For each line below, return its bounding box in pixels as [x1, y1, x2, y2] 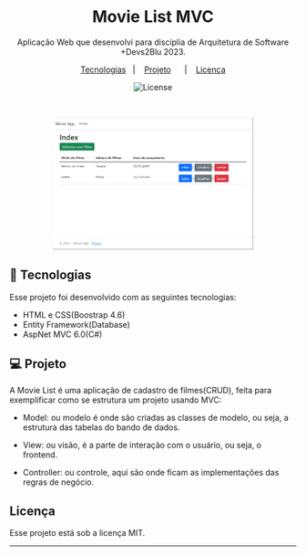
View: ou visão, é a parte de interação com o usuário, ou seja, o [22, 440, 262, 451]
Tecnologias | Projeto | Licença [80, 64, 226, 75]
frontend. [22, 449, 58, 460]
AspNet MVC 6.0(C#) [22, 329, 103, 340]
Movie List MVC [92, 6, 214, 27]
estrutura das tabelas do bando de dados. [22, 422, 180, 433]
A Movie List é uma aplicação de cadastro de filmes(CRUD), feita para [9, 385, 272, 396]
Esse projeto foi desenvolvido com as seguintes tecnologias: [9, 291, 237, 302]
